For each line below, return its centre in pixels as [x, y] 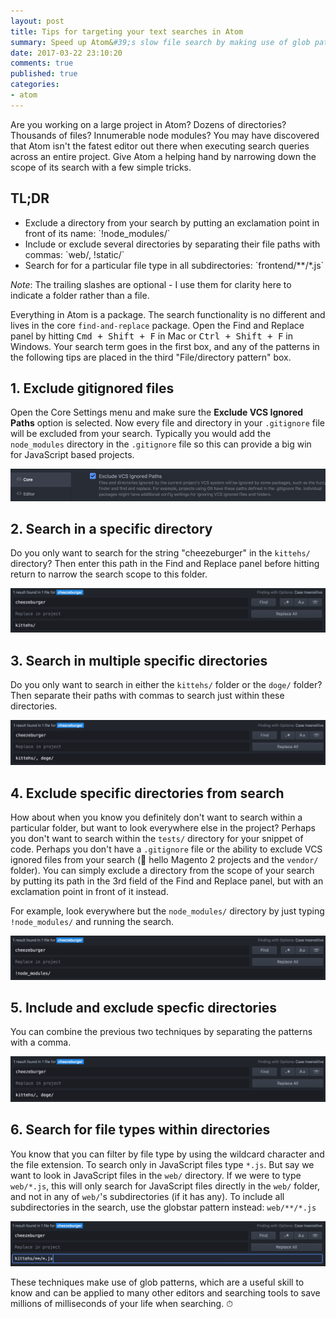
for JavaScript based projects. [72, 455]
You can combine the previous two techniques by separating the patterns [161, 1032]
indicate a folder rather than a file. [80, 295]
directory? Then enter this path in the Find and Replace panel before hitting [165, 564]
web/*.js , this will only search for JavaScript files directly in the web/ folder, [165, 1186]
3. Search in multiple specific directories [139, 660]
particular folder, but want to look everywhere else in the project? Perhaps [163, 828]
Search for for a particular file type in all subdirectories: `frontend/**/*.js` [174, 265]
